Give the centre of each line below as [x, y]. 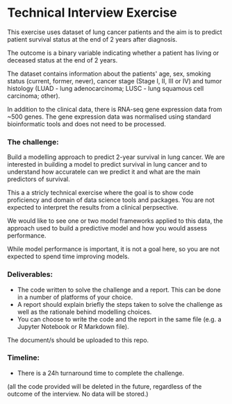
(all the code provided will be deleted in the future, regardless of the [105, 386]
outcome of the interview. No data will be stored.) [78, 394]
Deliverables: [30, 274]
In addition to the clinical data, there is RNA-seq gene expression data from [115, 109]
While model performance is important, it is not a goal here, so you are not [114, 249]
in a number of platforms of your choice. [75, 297]
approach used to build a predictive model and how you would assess [107, 228]
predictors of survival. [39, 179]
